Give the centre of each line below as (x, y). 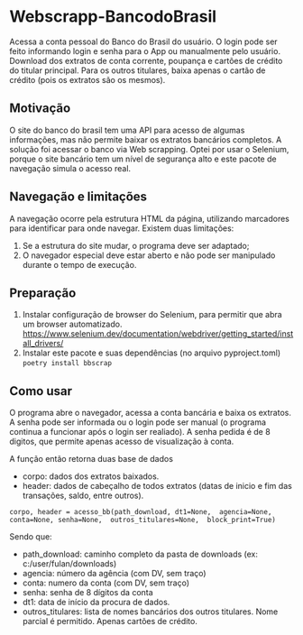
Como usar (41, 391)
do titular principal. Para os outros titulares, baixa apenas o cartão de (138, 70)
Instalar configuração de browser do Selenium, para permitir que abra (152, 315)
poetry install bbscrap (67, 364)
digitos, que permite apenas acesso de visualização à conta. (122, 442)
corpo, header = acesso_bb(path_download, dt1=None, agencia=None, (141, 512)
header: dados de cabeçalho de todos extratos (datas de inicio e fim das (157, 486)
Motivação (40, 109)
